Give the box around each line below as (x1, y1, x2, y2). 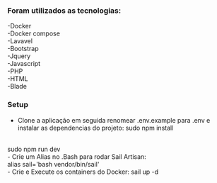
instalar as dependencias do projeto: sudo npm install (17, 123, 174, 132)
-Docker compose (7, 29, 60, 38)
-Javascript (7, 60, 41, 68)
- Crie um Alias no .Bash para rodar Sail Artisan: (7, 152, 146, 161)
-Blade (7, 82, 27, 91)
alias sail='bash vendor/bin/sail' (7, 160, 100, 168)
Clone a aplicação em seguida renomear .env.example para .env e (17, 116, 211, 124)
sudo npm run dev (7, 145, 61, 153)
